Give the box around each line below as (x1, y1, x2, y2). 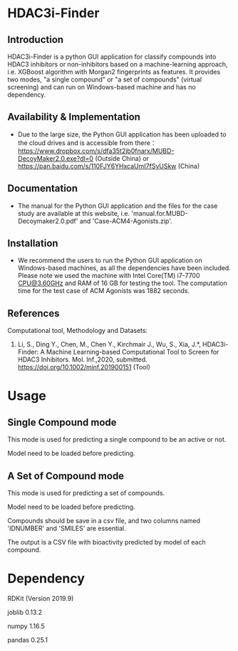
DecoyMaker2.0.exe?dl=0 (17, 154, 94, 162)
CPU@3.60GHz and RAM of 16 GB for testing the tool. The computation (17, 279, 227, 287)
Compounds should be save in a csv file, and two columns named (7, 517, 201, 525)
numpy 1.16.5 (7, 622, 45, 630)
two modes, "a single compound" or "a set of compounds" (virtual (7, 75, 202, 84)
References (7, 307, 60, 319)
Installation (7, 237, 58, 249)
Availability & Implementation (7, 111, 141, 123)
